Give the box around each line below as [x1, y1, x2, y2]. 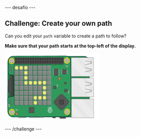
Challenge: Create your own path [5, 19, 112, 28]
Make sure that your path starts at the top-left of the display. [5, 43, 136, 49]
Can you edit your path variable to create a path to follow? [5, 33, 127, 39]
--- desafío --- [5, 5, 36, 10]
